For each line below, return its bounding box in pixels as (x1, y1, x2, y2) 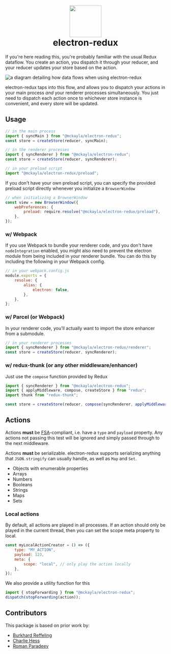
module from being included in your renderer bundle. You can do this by (5, 253, 157, 259)
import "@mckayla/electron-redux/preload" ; (5, 170, 99, 175)
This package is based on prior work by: (5, 622, 90, 628)
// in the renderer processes (5, 147, 70, 153)
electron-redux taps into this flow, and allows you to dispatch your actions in (5, 84, 165, 90)
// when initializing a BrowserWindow (5, 195, 88, 200)
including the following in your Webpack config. (5, 258, 105, 264)
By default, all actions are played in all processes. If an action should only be (5, 522, 166, 528)
